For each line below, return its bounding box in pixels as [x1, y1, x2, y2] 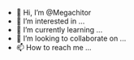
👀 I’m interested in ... [15, 16, 85, 26]
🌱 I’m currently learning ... [15, 25, 103, 34]
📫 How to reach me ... [15, 43, 92, 52]
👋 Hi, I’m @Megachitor [15, 8, 92, 17]
